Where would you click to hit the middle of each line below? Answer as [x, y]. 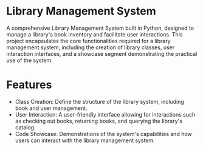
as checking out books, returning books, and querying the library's [98, 121]
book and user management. [51, 108]
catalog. [25, 127]
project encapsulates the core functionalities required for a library [89, 41]
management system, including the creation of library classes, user [91, 47]
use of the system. [29, 60]
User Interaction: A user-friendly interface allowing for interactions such [105, 114]
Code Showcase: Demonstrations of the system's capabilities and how [104, 134]
